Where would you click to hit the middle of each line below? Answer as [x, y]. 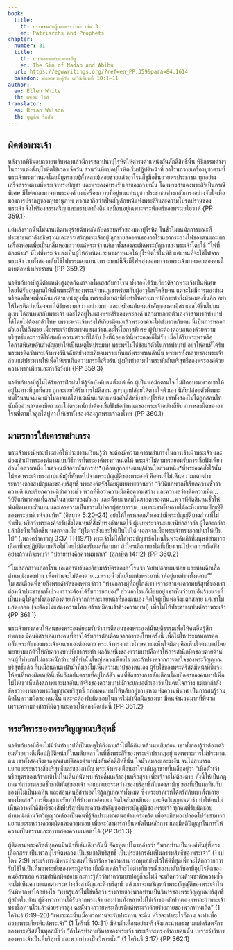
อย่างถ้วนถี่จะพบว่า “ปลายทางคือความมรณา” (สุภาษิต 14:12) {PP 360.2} [94, 554]
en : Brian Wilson [39, 110]
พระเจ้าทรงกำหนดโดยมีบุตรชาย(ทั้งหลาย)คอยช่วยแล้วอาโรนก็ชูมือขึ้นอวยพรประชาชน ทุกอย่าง [112, 177]
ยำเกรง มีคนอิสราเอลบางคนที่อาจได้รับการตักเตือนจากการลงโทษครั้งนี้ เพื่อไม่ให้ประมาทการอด [113, 636]
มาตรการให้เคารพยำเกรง [49, 435]
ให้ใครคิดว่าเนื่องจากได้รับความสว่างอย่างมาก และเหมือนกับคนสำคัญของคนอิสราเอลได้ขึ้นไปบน [114, 306]
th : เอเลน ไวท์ [32, 98]
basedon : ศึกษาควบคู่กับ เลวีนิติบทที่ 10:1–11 [66, 78]
